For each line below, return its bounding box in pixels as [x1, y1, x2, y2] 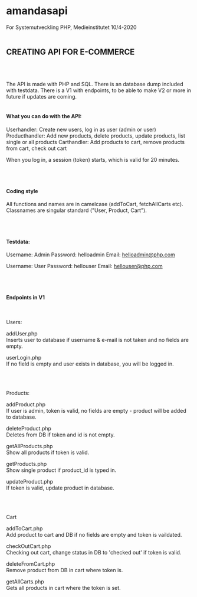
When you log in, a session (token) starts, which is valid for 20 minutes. [6, 156, 180, 163]
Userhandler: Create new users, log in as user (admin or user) [6, 126, 156, 133]
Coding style [6, 187, 38, 194]
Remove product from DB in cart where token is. [6, 566, 123, 573]
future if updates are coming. [6, 93, 77, 100]
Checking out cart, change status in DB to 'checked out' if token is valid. [6, 549, 182, 556]
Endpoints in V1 [6, 293, 45, 301]
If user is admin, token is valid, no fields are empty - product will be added [6, 407, 187, 414]
